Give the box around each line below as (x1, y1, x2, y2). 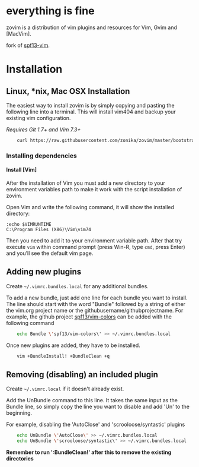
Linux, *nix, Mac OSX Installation (6, 86, 130, 96)
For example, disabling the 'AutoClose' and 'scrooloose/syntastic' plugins (6, 421, 185, 428)
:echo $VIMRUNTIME (6, 221, 52, 227)
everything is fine (6, 4, 95, 18)
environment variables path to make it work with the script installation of (6, 185, 182, 193)
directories (6, 455, 34, 462)
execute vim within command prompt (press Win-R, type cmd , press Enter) (6, 243, 185, 250)
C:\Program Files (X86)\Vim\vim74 (6, 226, 92, 232)
